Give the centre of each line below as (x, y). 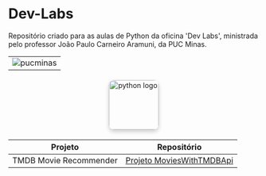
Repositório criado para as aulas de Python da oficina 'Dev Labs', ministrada (133, 36)
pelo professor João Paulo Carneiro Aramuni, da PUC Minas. (108, 44)
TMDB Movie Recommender (65, 160)
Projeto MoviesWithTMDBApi (179, 160)
